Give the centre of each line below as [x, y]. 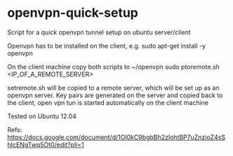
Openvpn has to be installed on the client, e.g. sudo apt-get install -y [106, 45]
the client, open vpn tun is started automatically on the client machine [108, 102]
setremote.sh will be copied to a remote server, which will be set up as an [113, 87]
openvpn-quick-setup [73, 13]
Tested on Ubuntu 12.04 [42, 116]
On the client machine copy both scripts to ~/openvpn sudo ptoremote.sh [113, 66]
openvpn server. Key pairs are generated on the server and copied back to [115, 95]
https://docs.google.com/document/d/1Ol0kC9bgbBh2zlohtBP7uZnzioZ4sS [116, 137]
